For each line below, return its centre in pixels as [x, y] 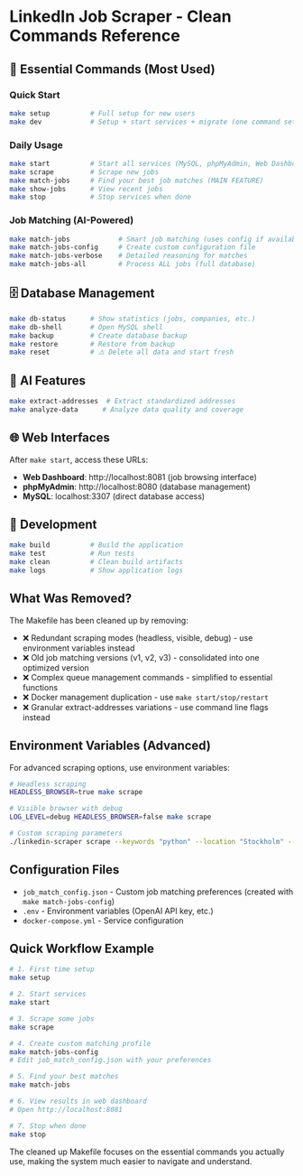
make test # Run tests [72, 554]
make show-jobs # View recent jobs [87, 189]
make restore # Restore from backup [92, 344]
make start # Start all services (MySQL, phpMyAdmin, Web [139, 163]
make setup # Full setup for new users [102, 113]
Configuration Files [64, 870]
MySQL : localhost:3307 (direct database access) [114, 496]
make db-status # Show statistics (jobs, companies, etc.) [133, 319]
